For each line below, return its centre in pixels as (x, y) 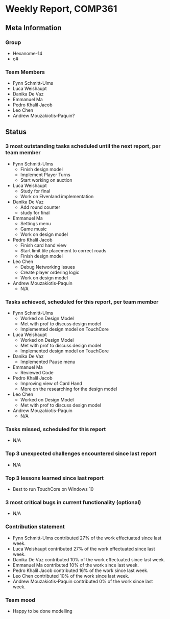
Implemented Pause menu (48, 362)
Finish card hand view (43, 245)
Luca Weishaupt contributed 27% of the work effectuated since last (84, 549)
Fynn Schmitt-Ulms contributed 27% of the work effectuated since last (87, 538)
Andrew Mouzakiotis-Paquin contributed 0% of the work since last (83, 581)
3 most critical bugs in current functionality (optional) (73, 502)
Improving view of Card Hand (51, 384)
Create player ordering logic (50, 272)
